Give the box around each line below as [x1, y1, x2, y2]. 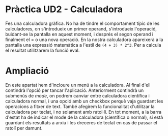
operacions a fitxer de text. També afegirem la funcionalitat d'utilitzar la [5, 103, 155, 110]
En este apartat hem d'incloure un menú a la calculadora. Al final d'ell [5, 82, 151, 88]
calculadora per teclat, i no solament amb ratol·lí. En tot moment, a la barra [5, 109, 162, 115]
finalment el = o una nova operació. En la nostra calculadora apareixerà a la [5, 37, 163, 43]
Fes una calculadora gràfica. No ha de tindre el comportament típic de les [5, 20, 160, 26]
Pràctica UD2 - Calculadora [5, 4, 123, 15]
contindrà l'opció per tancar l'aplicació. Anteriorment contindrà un [5, 87, 144, 93]
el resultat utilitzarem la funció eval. [5, 47, 80, 53]
